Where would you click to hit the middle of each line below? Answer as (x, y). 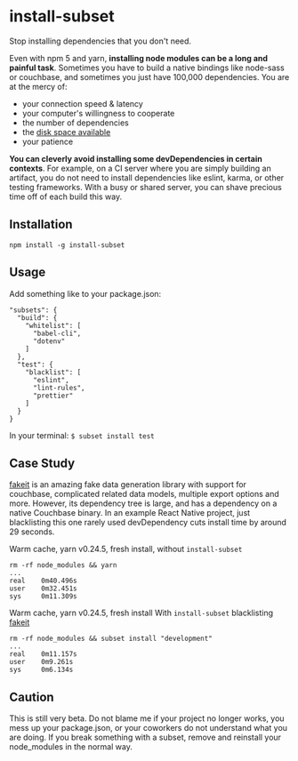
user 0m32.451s (43, 589)
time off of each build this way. (66, 196)
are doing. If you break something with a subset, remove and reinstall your (145, 737)
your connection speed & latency (83, 103)
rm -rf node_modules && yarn (63, 565)
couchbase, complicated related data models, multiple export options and (145, 494)
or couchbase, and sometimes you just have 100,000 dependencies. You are (149, 76)
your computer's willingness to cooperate (98, 113)
